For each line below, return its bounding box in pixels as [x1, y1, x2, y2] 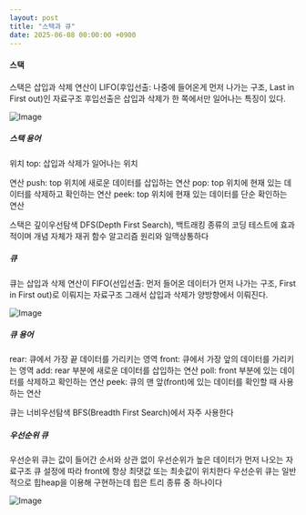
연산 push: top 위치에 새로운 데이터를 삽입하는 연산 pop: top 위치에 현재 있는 [9, 177, 282, 187]
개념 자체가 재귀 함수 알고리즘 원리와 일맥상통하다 [33, 230, 209, 241]
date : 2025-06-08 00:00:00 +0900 [9, 30, 137, 39]
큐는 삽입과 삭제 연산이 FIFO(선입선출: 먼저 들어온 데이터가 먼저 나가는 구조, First [9, 278, 296, 288]
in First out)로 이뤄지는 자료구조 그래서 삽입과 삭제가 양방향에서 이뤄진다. [9, 288, 269, 300]
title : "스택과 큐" [9, 22, 76, 31]
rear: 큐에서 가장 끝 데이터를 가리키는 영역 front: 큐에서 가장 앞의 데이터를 [9, 354, 270, 365]
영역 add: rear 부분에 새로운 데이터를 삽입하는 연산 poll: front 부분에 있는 [18, 365, 279, 376]
